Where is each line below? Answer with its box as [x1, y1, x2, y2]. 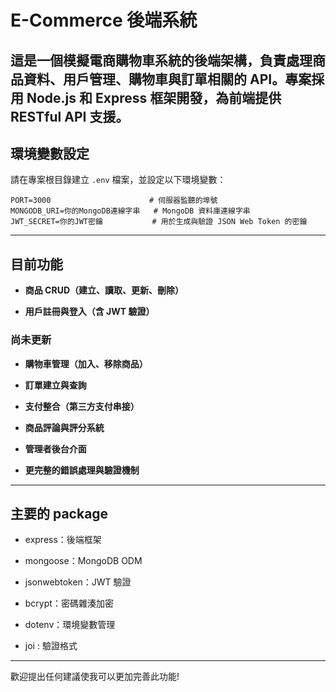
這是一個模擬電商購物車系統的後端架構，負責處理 [10, 52, 313, 69]
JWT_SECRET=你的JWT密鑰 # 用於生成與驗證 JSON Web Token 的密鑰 [10, 217, 308, 227]
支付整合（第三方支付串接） [24, 400, 140, 412]
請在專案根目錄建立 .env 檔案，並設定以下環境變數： [10, 174, 227, 186]
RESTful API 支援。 [10, 108, 130, 125]
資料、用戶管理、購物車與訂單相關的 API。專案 [23, 71, 312, 88]
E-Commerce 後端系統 [10, 9, 198, 32]
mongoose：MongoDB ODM [24, 555, 143, 567]
